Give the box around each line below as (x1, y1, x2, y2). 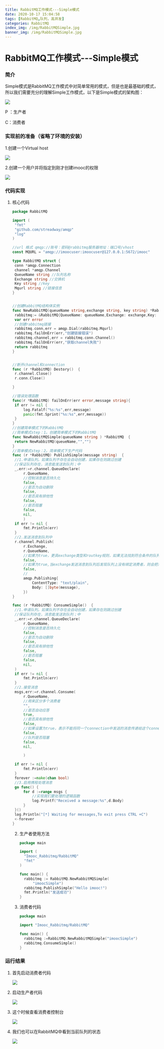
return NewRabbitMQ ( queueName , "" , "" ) (14, 439, 91, 444)
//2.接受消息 (14, 685, 38, 690)
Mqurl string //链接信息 (14, 286, 62, 291)
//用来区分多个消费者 (23, 699, 61, 703)
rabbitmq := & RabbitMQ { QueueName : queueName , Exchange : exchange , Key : (14, 312, 157, 318)
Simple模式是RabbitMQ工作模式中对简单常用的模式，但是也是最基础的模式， (5, 83, 159, 89)
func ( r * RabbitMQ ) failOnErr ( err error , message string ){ (12, 398, 131, 403)
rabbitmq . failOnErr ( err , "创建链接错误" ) (14, 331, 94, 336)
